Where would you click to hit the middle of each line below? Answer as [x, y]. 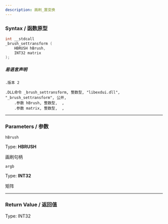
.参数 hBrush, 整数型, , [39, 103]
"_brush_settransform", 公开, [36, 98]
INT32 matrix [28, 53]
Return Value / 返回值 [31, 204]
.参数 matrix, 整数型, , [39, 108]
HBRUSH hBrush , [30, 48]
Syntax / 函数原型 [26, 28]
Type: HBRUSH [21, 146]
